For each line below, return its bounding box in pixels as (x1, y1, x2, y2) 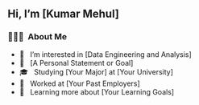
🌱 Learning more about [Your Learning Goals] (19, 87, 175, 96)
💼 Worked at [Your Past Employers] (19, 79, 140, 88)
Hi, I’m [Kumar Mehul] (7, 7, 120, 21)
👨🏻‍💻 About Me (7, 31, 68, 42)
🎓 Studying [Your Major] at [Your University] (19, 67, 174, 76)
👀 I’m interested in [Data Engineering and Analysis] (19, 49, 193, 59)
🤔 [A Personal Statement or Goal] (19, 58, 134, 67)
